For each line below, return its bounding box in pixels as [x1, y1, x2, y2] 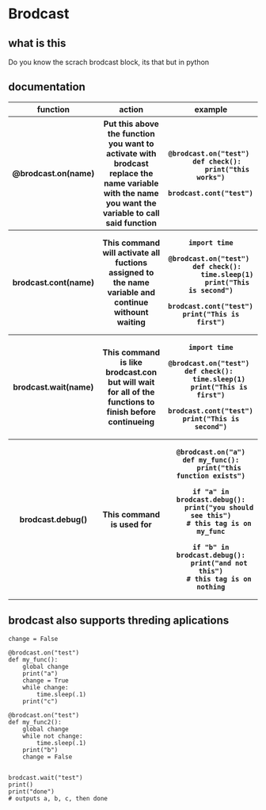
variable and [107, 286, 156, 298]
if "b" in [192, 543, 230, 551]
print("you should [184, 503, 254, 512]
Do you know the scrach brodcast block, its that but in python [8, 57, 210, 67]
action [119, 104, 144, 115]
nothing [196, 582, 226, 591]
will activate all [102, 247, 161, 258]
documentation [8, 80, 85, 94]
